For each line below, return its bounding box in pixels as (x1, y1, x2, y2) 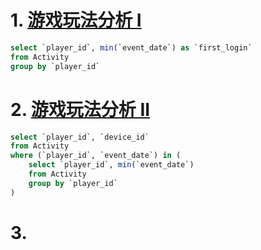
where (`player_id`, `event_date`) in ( (10, 151, 182, 161)
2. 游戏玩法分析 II (10, 98, 151, 121)
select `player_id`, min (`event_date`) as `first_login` (10, 42, 253, 53)
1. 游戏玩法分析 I (10, 9, 142, 32)
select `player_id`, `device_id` (10, 132, 150, 142)
